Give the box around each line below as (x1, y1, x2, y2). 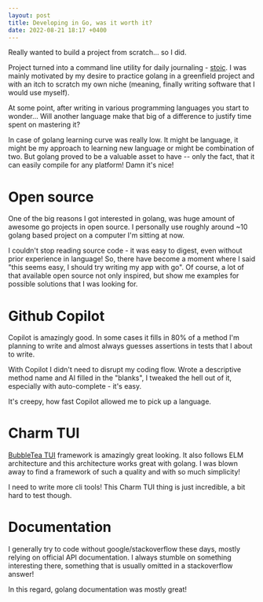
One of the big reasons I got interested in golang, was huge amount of (8, 214, 236, 223)
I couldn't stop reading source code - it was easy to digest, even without (8, 246, 243, 256)
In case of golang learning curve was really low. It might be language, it (8, 135, 239, 145)
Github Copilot (8, 307, 105, 325)
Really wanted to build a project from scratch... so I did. (8, 48, 187, 57)
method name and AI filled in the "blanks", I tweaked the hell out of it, (8, 373, 232, 382)
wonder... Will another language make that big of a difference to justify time (8, 112, 252, 121)
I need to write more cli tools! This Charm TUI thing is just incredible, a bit (8, 482, 246, 492)
